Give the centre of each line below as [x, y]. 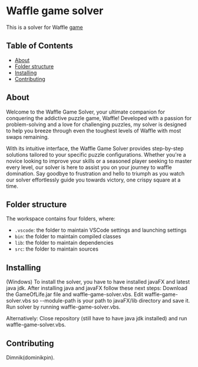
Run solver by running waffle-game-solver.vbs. [63, 307]
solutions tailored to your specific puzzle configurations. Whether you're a [96, 154]
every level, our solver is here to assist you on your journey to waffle [89, 167]
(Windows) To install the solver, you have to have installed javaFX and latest [98, 282]
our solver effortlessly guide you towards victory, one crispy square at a [93, 180]
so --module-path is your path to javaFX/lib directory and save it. [111, 301]
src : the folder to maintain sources [57, 249]
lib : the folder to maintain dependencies [64, 243]
